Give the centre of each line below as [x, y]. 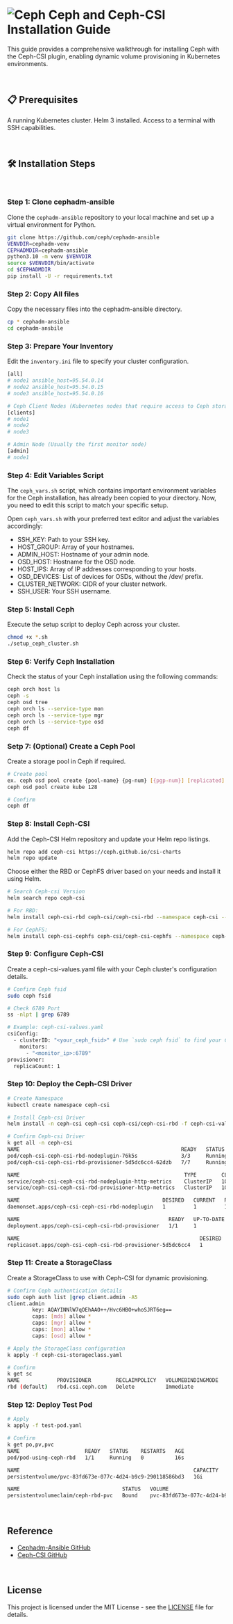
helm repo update [32, 858]
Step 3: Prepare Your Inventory [60, 346]
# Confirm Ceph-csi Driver [46, 1137]
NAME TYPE [102, 1175]
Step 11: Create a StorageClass [60, 1263]
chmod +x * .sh [28, 637]
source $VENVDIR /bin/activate [51, 263]
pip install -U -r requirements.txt [60, 276]
